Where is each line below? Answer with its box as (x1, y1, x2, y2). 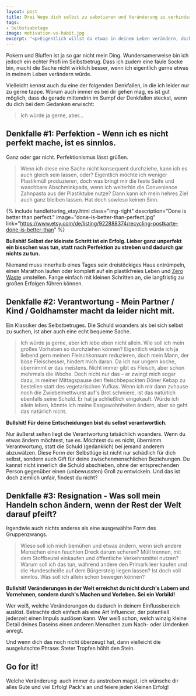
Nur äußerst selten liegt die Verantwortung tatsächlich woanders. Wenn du (6, 430, 185, 437)
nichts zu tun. (6, 250, 40, 257)
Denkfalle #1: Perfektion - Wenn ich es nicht (6, 129, 169, 139)
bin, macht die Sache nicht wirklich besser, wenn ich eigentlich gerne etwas (6, 64, 188, 71)
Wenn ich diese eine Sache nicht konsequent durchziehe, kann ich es (20, 165, 188, 172)
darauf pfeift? (6, 509, 57, 519)
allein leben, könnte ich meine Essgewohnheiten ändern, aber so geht (20, 401, 188, 408)
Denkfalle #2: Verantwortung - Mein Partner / (6, 297, 174, 307)
